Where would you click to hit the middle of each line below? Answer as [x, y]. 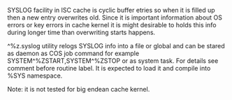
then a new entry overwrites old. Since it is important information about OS [115, 17]
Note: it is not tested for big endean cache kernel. [79, 89]
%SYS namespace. [35, 76]
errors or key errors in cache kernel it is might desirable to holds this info [112, 25]
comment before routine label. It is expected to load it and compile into [109, 68]
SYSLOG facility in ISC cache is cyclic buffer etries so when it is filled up [111, 10]
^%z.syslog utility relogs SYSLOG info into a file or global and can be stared [116, 46]
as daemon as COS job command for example [73, 53]
